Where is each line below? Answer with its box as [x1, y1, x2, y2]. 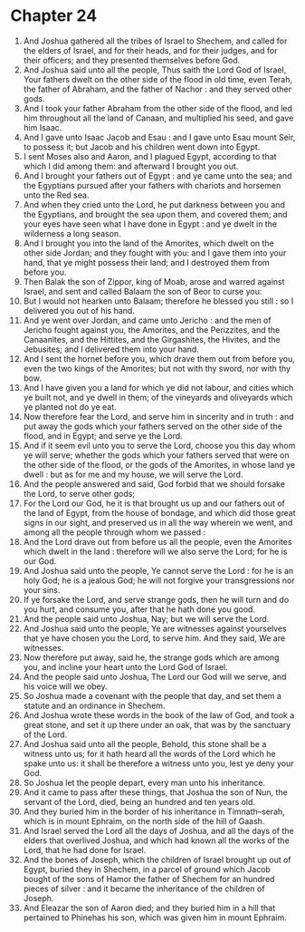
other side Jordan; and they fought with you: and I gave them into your [23, 247, 287, 258]
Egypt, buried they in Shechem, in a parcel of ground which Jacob [23, 863, 271, 875]
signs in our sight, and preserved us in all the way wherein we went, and [23, 517, 293, 528]
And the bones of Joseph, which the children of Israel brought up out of [23, 854, 292, 865]
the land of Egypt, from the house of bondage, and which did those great [23, 507, 296, 518]
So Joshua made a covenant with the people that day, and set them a [23, 690, 281, 701]
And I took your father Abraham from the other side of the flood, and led [23, 102, 293, 113]
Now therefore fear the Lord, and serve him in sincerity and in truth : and [23, 411, 294, 422]
